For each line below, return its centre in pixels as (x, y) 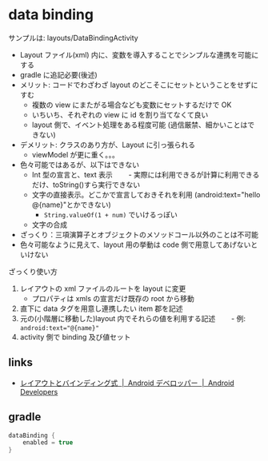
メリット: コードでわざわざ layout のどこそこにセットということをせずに (139, 85)
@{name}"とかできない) (72, 205)
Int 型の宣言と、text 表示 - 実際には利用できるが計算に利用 (135, 174)
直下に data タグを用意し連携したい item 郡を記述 (101, 308)
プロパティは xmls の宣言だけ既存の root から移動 (113, 298)
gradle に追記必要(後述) (58, 74)
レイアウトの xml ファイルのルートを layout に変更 (103, 288)
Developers (39, 391)
